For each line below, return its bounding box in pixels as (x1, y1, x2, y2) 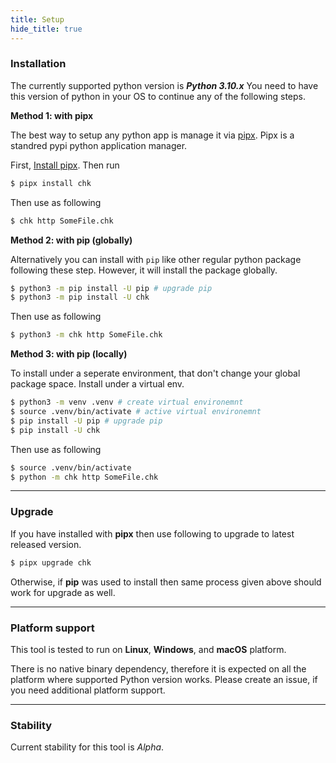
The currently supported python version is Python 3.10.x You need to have (10, 79, 319, 91)
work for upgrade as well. (10, 586, 116, 598)
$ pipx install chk (10, 178, 92, 188)
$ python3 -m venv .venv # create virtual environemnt (10, 397, 244, 408)
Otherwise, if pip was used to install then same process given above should (10, 576, 322, 588)
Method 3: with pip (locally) (10, 348, 128, 360)
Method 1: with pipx (10, 109, 94, 121)
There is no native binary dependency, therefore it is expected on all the (10, 662, 307, 675)
